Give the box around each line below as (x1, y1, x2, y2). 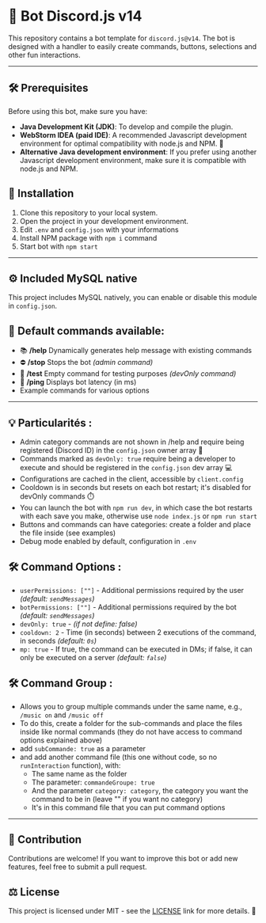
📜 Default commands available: (8, 324, 165, 337)
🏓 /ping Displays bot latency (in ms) (19, 378, 137, 387)
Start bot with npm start (19, 241, 98, 251)
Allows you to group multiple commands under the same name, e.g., (19, 701, 243, 711)
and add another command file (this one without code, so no (19, 752, 218, 762)
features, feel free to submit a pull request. (8, 862, 148, 872)
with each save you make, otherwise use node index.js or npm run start (19, 511, 257, 521)
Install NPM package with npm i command (19, 233, 158, 242)
